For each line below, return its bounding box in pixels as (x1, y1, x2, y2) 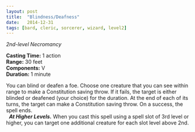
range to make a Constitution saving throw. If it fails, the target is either (6, 88, 177, 95)
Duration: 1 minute (6, 71, 51, 78)
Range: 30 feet (6, 58, 43, 65)
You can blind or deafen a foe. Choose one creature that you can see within (6, 82, 189, 89)
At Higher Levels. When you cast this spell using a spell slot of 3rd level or (8, 113, 189, 120)
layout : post (6, 8, 38, 15)
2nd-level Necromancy (6, 41, 61, 48)
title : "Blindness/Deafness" (6, 14, 80, 20)
